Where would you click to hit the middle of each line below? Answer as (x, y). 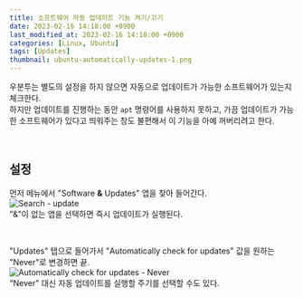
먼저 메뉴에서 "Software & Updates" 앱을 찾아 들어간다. (109, 193)
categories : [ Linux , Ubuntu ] (64, 43)
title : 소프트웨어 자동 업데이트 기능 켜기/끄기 (86, 18)
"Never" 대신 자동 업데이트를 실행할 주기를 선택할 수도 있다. (114, 283)
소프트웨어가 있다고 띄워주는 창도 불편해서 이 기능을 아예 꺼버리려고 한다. (147, 120)
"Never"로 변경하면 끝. (50, 262)
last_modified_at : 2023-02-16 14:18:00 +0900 (96, 34)
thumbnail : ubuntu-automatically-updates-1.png (101, 60)
